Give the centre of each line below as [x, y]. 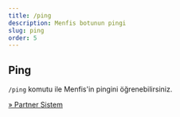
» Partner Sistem [36, 105]
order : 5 [23, 38]
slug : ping [26, 30]
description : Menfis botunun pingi [67, 23]
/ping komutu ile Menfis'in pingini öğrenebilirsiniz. [90, 89]
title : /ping [30, 16]
